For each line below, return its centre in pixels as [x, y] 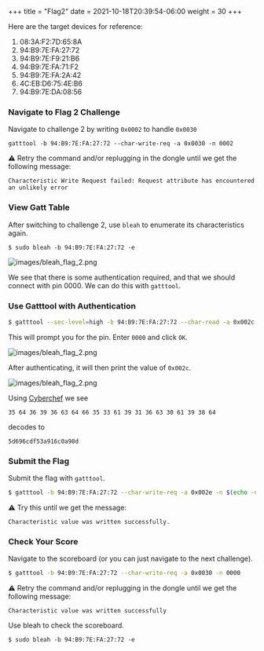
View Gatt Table [39, 207]
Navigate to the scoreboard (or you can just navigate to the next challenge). [130, 559]
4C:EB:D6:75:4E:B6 [51, 83]
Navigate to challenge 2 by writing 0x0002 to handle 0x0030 [103, 130]
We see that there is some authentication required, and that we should [122, 277]
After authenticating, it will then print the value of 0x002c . [100, 368]
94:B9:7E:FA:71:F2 [49, 67]
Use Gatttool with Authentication [72, 305]
